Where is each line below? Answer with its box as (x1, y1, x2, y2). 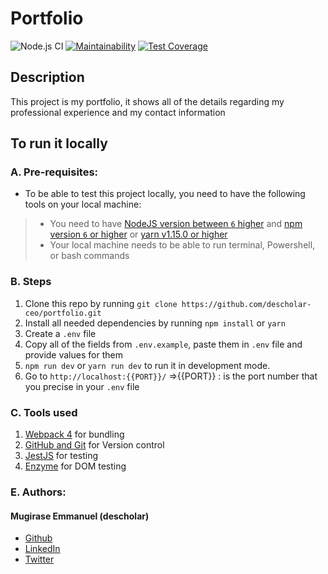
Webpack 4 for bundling (24, 428, 125, 441)
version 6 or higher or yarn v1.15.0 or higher (49, 228, 228, 241)
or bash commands (49, 250, 130, 262)
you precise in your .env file (24, 380, 140, 392)
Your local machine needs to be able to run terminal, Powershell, (49, 239, 316, 251)
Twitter (24, 553, 55, 566)
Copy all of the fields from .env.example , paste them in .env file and (24, 338, 303, 350)
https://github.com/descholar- (181, 299, 312, 309)
